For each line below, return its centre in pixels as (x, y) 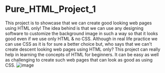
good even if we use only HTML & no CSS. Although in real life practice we (81, 39)
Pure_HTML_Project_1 (51, 9)
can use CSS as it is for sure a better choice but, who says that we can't (79, 44)
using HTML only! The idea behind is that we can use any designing (74, 28)
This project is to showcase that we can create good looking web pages (79, 23)
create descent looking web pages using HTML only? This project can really (83, 49)
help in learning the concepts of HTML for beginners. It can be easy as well (82, 54)
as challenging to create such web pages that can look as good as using (79, 60)
